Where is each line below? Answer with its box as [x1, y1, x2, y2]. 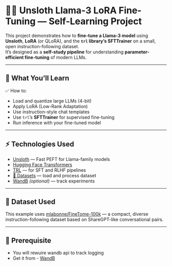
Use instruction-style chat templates [12, 109, 90, 115]
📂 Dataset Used [5, 197, 55, 206]
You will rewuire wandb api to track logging [12, 250, 104, 256]
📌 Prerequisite [5, 236, 51, 245]
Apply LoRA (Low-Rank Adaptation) [12, 103, 88, 109]
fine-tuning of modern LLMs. [25, 54, 87, 60]
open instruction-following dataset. [5, 43, 79, 49]
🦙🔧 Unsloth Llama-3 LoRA [5, 5, 117, 16]
